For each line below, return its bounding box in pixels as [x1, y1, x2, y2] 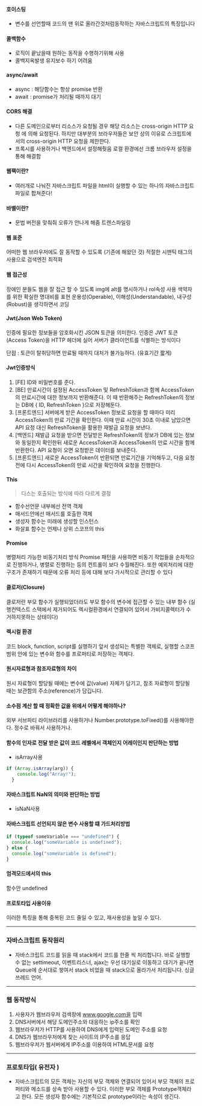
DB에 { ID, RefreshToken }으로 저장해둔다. [21, 401, 122, 409]
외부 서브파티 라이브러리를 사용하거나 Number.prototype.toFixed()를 [6, 717, 168, 724]
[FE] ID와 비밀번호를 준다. [14, 379, 76, 386]
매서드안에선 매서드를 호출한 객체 [14, 510, 93, 518]
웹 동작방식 [6, 996, 37, 1004]
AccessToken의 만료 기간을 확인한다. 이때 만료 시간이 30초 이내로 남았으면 [14, 416, 191, 424]
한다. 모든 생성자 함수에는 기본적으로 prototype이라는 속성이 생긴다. [21, 1093, 180, 1100]
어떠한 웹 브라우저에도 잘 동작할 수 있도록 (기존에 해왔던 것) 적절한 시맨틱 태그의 [6, 248, 193, 256]
